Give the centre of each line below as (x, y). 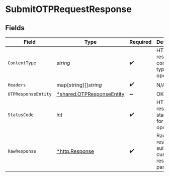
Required (141, 42)
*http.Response (75, 151)
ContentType (22, 63)
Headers (17, 85)
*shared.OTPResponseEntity (91, 94)
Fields (15, 28)
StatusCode (21, 115)
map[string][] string (79, 85)
